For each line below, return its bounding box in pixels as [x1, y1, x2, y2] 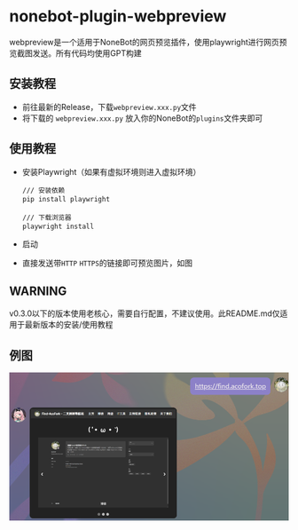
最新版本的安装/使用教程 [24, 320, 114, 330]
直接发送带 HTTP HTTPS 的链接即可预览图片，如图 [21, 257, 193, 268]
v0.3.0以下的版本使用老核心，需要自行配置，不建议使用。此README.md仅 [9, 308, 280, 319]
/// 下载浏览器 [21, 213, 72, 222]
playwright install [21, 222, 95, 231]
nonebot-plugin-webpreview [9, 6, 227, 27]
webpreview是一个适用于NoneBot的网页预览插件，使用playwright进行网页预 [9, 36, 287, 47]
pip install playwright [21, 194, 111, 203]
